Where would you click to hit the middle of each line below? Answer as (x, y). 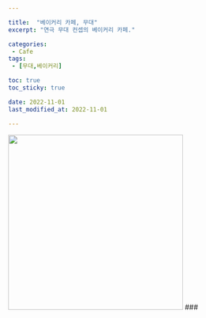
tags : (17, 59)
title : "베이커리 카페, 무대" (53, 22)
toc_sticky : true (37, 88)
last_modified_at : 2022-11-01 (58, 109)
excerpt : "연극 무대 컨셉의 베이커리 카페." (72, 30)
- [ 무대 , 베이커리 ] (37, 66)
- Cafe (22, 51)
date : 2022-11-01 (37, 102)
